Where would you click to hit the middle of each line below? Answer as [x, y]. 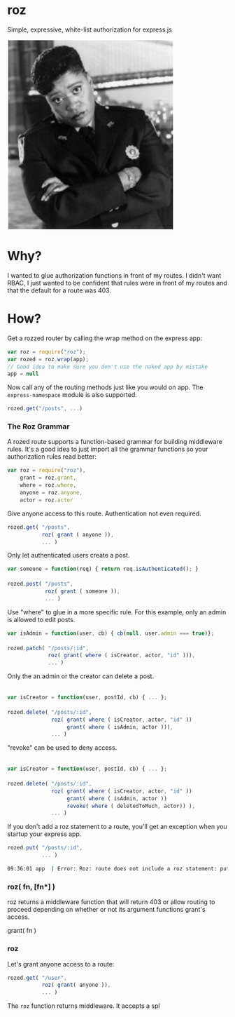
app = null [23, 374]
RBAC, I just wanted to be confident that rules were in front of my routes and [117, 283]
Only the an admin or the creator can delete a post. [81, 676]
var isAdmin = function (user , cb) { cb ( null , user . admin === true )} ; [111, 633]
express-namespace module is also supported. [72, 395]
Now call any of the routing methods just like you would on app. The [105, 387]
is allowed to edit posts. [41, 619]
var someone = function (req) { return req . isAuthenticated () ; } [103, 569]
